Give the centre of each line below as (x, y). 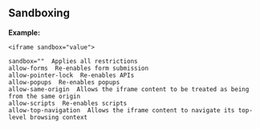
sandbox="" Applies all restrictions (73, 61)
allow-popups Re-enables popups (64, 82)
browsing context (59, 117)
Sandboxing (39, 13)
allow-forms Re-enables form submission (79, 68)
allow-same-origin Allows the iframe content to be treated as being (129, 89)
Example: (24, 32)
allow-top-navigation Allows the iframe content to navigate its (122, 110)
